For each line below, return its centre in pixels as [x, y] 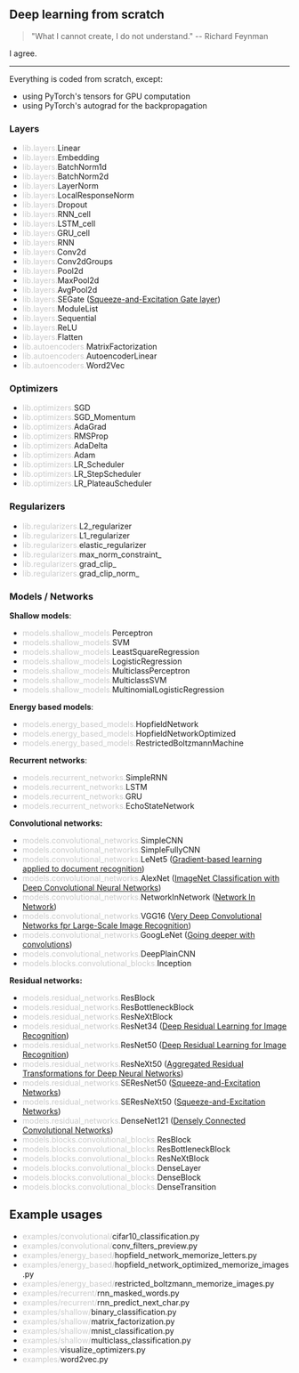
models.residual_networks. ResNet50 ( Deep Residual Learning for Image [154, 1045]
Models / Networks [51, 596]
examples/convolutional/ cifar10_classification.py [111, 1236]
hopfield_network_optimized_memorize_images [202, 1264]
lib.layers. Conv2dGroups [67, 262]
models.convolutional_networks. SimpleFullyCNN [111, 850]
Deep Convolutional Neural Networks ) [92, 888]
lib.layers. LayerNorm [61, 186]
